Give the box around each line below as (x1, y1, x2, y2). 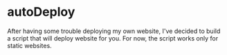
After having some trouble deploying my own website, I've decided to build (7, 27, 221, 35)
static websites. (7, 41, 52, 49)
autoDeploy (7, 4, 75, 20)
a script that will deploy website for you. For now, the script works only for (7, 34, 219, 42)
